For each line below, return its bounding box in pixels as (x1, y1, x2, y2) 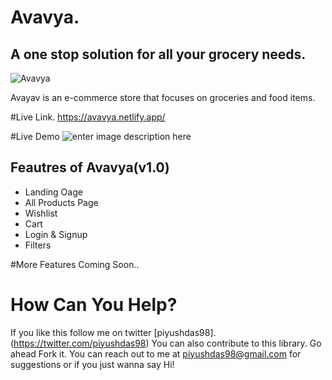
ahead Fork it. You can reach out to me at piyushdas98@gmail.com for (10, 347, 302, 360)
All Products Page (24, 196, 99, 208)
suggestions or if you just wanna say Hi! (10, 358, 175, 370)
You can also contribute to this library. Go (151, 337, 322, 349)
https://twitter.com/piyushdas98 (13, 337, 147, 349)
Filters (24, 239, 52, 251)
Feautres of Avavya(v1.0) (10, 159, 170, 176)
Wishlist (24, 207, 58, 219)
